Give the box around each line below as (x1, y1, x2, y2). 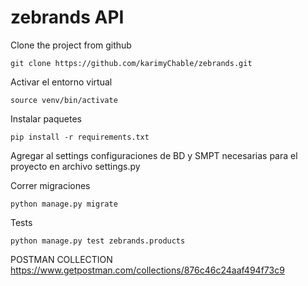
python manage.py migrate (10, 199, 118, 209)
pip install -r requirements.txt (10, 132, 150, 142)
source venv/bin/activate (10, 95, 118, 105)
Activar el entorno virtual (10, 76, 113, 88)
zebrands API (10, 6, 125, 29)
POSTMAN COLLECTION (10, 253, 113, 265)
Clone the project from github (10, 39, 132, 51)
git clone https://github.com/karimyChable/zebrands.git (10, 58, 253, 68)
